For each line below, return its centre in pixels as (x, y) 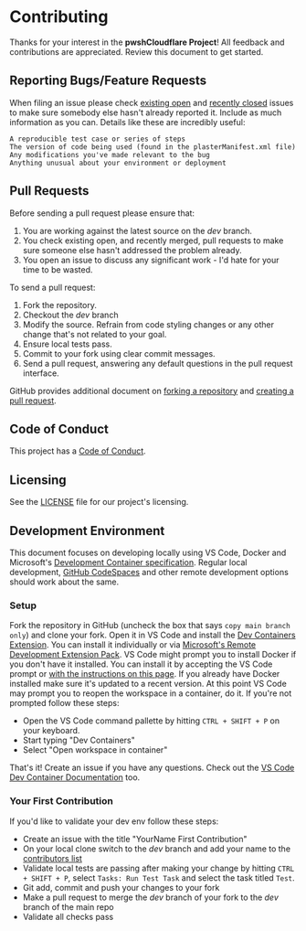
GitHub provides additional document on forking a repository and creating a (152, 391)
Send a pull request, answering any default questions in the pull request (158, 363)
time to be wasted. (58, 269)
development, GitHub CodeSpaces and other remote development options (149, 572)
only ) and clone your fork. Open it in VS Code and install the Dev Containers (153, 635)
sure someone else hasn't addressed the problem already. (132, 250)
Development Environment (87, 531)
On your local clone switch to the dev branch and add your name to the (156, 849)
